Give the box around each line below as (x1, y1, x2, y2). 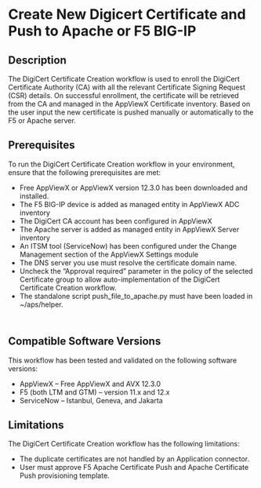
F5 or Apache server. (8, 116, 76, 125)
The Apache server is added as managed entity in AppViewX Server (19, 224, 240, 234)
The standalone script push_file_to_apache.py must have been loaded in (19, 291, 253, 300)
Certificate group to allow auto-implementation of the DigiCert (19, 275, 220, 284)
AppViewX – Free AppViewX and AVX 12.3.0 (19, 379, 161, 388)
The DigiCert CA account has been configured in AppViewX (19, 216, 212, 225)
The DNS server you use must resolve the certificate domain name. (19, 257, 237, 268)
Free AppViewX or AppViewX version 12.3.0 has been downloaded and (19, 183, 248, 192)
